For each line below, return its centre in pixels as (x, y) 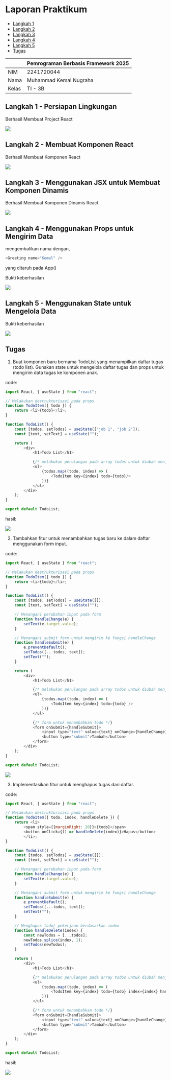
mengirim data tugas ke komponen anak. (55, 372)
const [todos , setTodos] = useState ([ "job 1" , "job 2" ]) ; (77, 429)
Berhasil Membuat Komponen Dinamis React (52, 203)
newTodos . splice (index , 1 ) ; (53, 940)
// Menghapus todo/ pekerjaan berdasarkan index (67, 926)
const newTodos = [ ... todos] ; (55, 935)
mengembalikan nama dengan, (38, 249)
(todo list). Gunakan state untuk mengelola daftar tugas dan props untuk (88, 367)
